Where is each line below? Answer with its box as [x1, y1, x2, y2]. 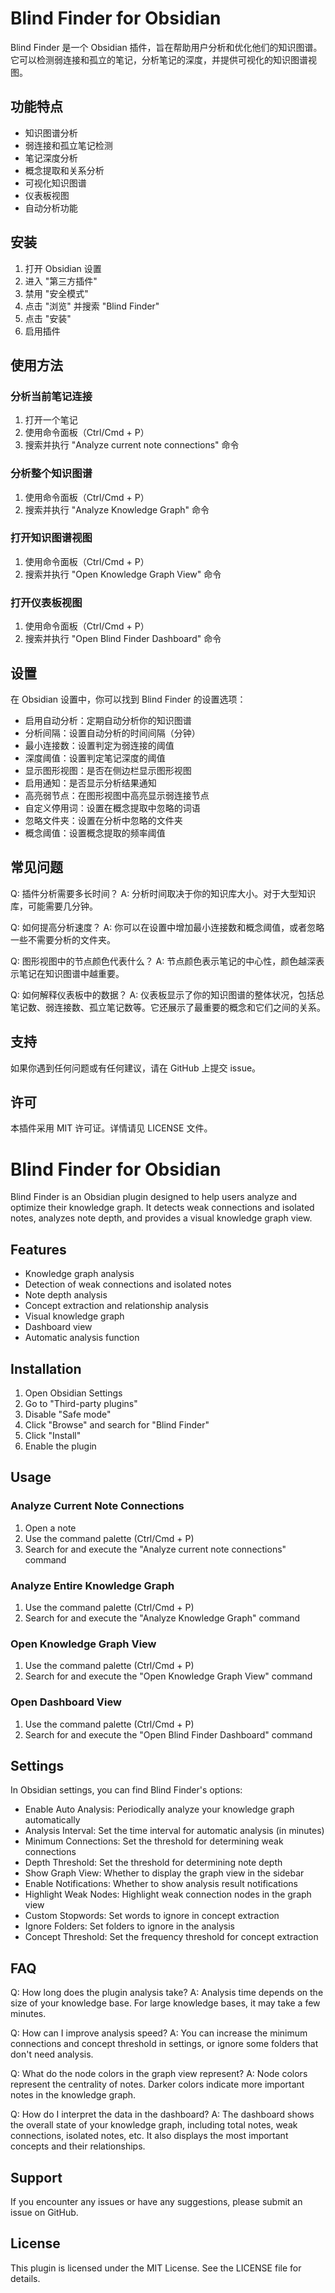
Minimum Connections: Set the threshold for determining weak [24, 1835, 284, 1847]
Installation [10, 1360, 82, 1377]
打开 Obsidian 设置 [24, 262, 102, 274]
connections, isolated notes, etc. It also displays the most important [10, 2130, 289, 2142]
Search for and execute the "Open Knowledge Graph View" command [24, 1670, 313, 1682]
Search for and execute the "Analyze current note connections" [24, 1543, 287, 1555]
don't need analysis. [10, 2048, 94, 2061]
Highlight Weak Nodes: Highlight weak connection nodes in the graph [24, 1888, 312, 1901]
